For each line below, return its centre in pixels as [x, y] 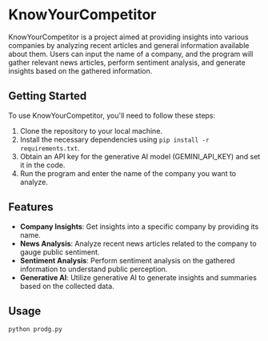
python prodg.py [35, 330]
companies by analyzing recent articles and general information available [129, 45]
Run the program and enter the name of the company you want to [128, 173]
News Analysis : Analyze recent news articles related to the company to [138, 243]
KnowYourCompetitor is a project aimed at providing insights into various [129, 37]
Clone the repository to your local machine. [91, 130]
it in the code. [42, 165]
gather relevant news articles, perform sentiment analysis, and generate [127, 62]
